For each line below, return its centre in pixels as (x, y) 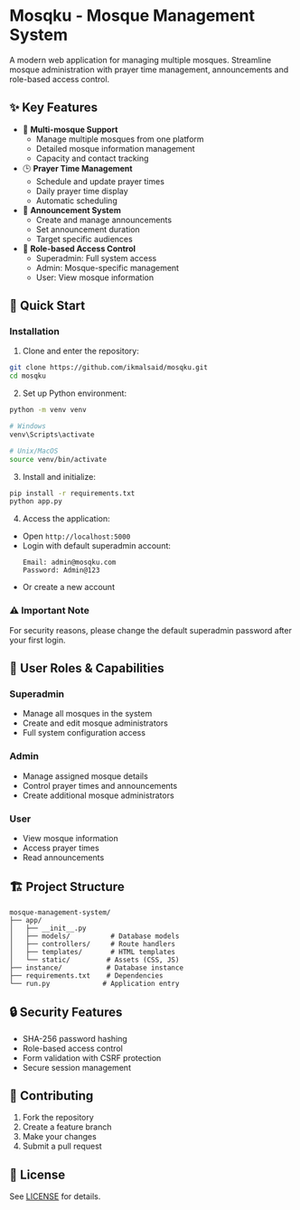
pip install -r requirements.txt (72, 493)
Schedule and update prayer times (100, 181)
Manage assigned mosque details (85, 776)
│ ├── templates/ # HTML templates (93, 952)
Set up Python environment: (75, 393)
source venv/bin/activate (58, 459)
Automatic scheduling (76, 201)
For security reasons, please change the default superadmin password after (150, 630)
